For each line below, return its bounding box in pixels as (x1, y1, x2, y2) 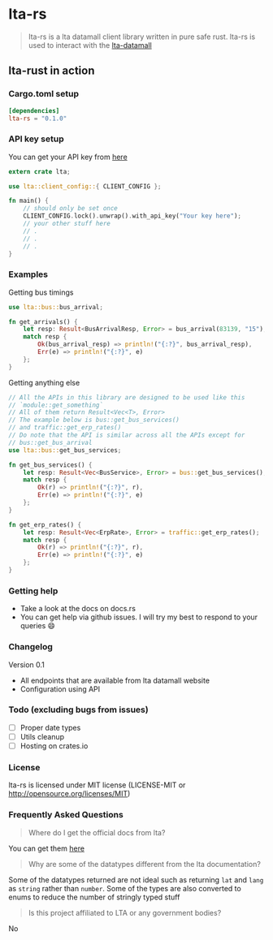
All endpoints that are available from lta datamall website (19, 675, 210, 685)
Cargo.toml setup (8, 88, 80, 100)
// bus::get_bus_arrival (8, 438, 93, 446)
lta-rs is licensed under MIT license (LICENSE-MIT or (8, 780, 186, 790)
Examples (8, 269, 49, 280)
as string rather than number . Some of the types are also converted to (8, 883, 241, 893)
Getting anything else (8, 377, 80, 387)
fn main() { (8, 196, 49, 205)
